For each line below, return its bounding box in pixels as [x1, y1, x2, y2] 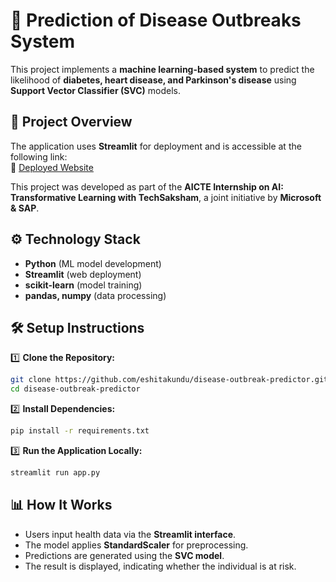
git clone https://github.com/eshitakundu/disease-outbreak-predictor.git [10, 375, 329, 385]
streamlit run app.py [10, 468, 101, 478]
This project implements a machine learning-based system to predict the [10, 63, 315, 75]
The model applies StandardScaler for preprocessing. [24, 539, 249, 551]
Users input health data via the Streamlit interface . [24, 528, 237, 540]
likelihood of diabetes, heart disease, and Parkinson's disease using [10, 74, 297, 86]
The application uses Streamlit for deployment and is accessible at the [10, 140, 302, 152]
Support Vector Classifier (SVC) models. [10, 84, 182, 96]
